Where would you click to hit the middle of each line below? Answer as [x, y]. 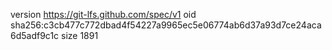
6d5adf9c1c [35, 35]
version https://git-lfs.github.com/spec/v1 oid [103, 14]
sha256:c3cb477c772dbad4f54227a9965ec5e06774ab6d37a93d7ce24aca [166, 25]
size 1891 [80, 35]
